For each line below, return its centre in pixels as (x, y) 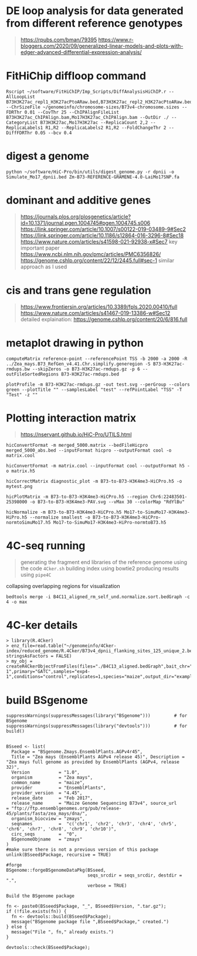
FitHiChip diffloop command (76, 76)
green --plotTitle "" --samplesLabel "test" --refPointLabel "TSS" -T (94, 390)
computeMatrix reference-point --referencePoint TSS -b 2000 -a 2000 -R (97, 358)
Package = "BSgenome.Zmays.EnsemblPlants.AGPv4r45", (77, 752)
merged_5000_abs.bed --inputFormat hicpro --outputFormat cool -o (89, 450)
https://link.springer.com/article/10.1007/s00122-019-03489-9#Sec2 (103, 229)
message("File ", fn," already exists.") (63, 932)
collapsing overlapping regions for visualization (63, 586)
